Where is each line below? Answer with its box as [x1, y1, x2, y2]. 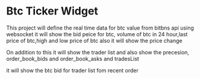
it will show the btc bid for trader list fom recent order [6, 66, 139, 74]
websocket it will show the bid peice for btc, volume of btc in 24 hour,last [6, 30, 188, 37]
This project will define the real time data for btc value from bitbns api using [6, 24, 195, 31]
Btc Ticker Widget [6, 4, 98, 18]
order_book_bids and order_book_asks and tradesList [6, 55, 140, 62]
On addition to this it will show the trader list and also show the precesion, [6, 48, 190, 55]
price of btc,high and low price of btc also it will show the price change [6, 37, 183, 44]
